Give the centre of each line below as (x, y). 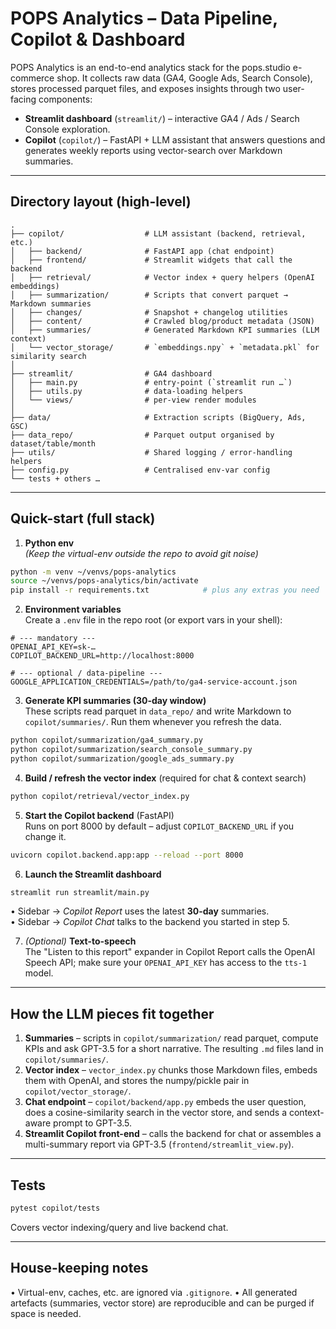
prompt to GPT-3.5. (93, 1123)
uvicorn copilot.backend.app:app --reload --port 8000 (127, 855)
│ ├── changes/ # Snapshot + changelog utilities (149, 312)
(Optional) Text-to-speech (80, 941)
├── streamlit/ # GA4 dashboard (111, 373)
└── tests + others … (55, 478)
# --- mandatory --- (53, 638)
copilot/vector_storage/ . (78, 1091)
